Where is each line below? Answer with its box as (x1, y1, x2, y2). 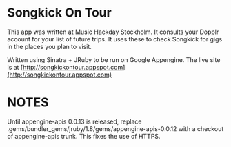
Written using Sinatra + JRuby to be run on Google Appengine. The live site (7, 55, 221, 63)
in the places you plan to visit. (7, 42, 92, 50)
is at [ (7, 63, 23, 71)
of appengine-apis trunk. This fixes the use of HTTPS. (7, 132, 161, 140)
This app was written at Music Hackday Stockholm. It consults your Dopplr (7, 28, 219, 36)
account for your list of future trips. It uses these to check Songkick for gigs (7, 35, 223, 43)
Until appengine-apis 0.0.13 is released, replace (7, 117, 142, 126)
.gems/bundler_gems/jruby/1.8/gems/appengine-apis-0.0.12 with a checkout (7, 124, 224, 133)
